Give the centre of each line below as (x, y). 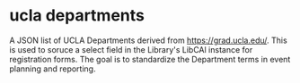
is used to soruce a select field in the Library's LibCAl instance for (131, 49)
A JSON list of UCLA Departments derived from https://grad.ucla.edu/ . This (148, 40)
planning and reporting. (53, 69)
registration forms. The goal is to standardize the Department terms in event (150, 59)
